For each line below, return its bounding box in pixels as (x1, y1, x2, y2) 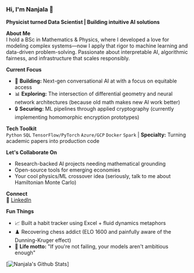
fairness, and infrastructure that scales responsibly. (6, 55, 130, 62)
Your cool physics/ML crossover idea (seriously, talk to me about (14, 173, 171, 180)
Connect (6, 190, 28, 197)
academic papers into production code (6, 138, 100, 145)
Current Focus (6, 66, 42, 73)
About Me (6, 30, 31, 37)
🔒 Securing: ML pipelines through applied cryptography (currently (14, 105, 174, 112)
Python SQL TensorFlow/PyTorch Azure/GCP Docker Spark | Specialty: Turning (6, 131, 186, 138)
